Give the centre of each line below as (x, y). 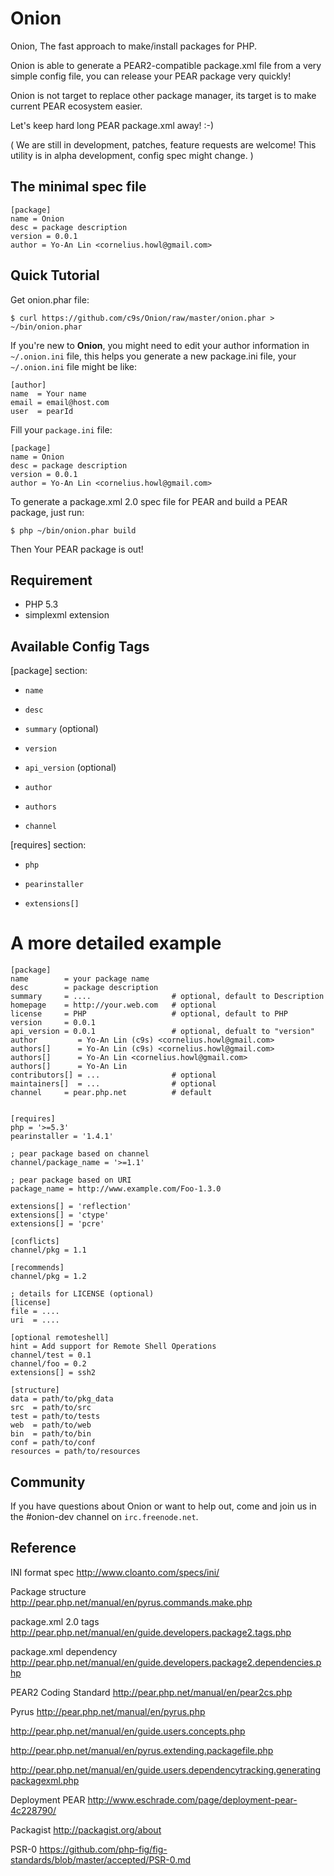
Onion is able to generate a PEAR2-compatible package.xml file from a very (166, 65)
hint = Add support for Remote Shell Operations (113, 1347)
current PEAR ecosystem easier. (76, 106)
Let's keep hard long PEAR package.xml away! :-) (112, 125)
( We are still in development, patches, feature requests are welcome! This (163, 144)
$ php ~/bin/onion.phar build (73, 530)
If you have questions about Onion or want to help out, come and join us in (163, 1506)
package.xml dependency (64, 1651)
